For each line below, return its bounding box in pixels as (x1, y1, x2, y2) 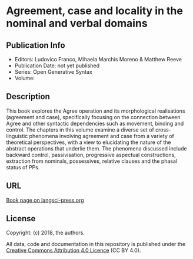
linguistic (6, 132, 28, 139)
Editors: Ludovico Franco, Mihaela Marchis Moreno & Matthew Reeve (14, 56, 182, 63)
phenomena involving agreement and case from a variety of (29, 132, 175, 139)
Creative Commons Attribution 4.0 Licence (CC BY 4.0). (6, 247, 141, 254)
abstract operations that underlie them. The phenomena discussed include (6, 145, 187, 152)
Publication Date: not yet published (14, 62, 100, 69)
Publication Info (6, 40, 66, 50)
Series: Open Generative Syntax (14, 68, 93, 75)
